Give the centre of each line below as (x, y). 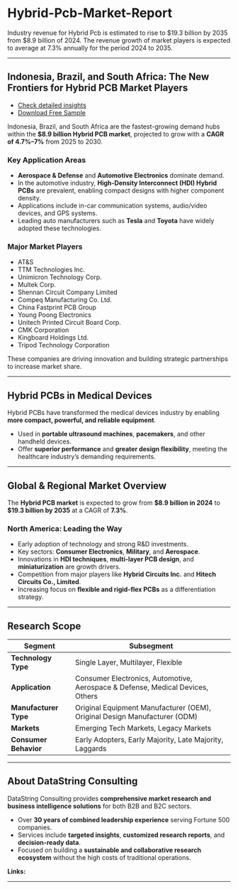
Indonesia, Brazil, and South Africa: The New (108, 77)
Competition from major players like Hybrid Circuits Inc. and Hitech (117, 574)
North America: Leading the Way (65, 529)
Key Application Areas (47, 160)
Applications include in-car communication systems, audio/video (112, 206)
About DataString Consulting (73, 781)
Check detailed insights (52, 105)
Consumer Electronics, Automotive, (134, 679)
